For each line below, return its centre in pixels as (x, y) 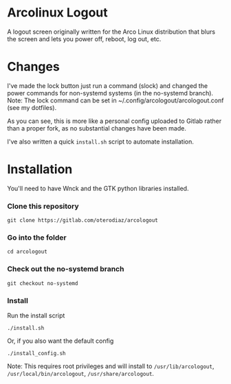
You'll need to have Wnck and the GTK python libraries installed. (98, 188)
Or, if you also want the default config (60, 341)
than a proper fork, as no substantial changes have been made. (97, 128)
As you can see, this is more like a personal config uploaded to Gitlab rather (114, 121)
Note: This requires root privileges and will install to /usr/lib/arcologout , (111, 366)
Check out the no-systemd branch (66, 269)
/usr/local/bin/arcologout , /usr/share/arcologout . (81, 373)
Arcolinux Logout (57, 13)
